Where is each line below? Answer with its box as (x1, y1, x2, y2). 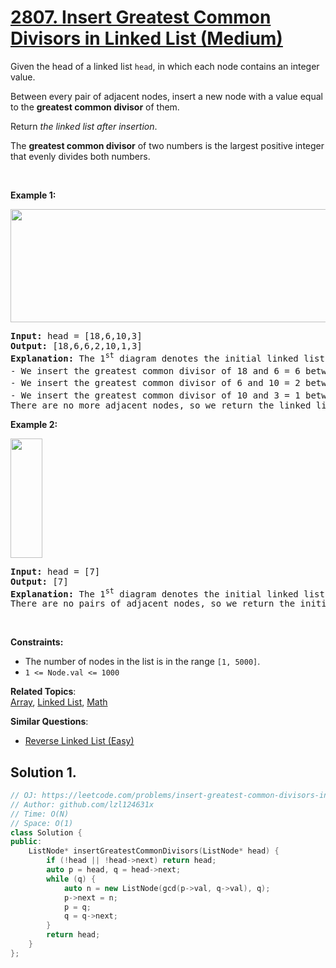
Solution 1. (10, 764, 77, 781)
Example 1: (10, 189, 57, 201)
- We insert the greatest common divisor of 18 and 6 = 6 (10, 365, 301, 376)
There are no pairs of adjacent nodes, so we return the (10, 598, 296, 610)
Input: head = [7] (10, 566, 101, 577)
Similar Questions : (10, 716, 89, 728)
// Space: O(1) (10, 818, 74, 828)
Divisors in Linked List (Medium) (10, 27, 283, 50)
